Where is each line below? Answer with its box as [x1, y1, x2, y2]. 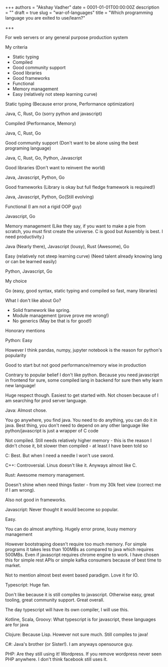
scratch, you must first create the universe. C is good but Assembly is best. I [5, 229, 163, 234]
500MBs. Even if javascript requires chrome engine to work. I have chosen [5, 552, 159, 558]
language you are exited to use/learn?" [5, 15, 85, 21]
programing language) [5, 145, 52, 151]
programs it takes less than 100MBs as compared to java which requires [5, 546, 154, 552]
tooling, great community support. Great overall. [5, 597, 104, 603]
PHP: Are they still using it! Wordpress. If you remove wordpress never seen [5, 651, 162, 657]
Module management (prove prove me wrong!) [12, 312, 109, 318]
